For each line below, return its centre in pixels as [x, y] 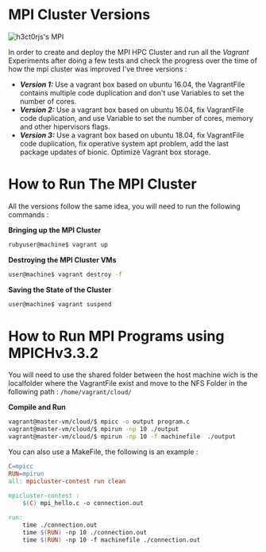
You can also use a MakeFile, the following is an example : [103, 452]
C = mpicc [21, 467]
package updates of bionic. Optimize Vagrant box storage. [115, 152]
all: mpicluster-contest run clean [67, 481]
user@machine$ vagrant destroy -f [66, 274]
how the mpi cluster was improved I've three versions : [98, 68]
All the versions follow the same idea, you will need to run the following [124, 206]
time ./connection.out [60, 525]
